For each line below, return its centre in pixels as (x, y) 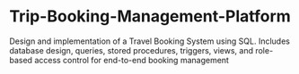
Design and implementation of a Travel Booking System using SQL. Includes (149, 41)
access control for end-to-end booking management (132, 60)
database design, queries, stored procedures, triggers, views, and (132, 50)
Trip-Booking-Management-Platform (150, 16)
